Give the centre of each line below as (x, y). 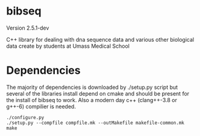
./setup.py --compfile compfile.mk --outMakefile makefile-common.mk (95, 123)
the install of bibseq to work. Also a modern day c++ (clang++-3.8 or (92, 100)
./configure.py (25, 117)
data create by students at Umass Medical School (68, 46)
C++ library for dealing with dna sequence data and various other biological (100, 39)
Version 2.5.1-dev (28, 28)
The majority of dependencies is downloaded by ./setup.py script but (92, 87)
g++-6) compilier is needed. (41, 106)
